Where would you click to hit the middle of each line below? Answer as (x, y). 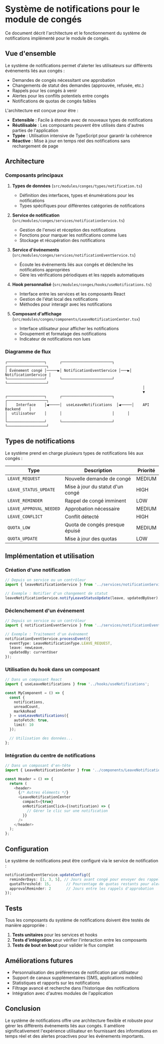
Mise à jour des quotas (91, 538)
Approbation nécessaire (92, 509)
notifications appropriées (45, 270)
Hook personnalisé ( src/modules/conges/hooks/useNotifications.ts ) (82, 285)
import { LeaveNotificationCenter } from (48, 770)
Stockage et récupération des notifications (62, 241)
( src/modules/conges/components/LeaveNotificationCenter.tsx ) (76, 319)
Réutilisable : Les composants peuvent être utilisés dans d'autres (78, 125)
